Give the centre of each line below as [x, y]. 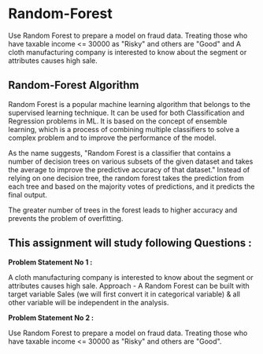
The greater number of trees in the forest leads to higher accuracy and [123, 210]
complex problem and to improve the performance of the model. [112, 138]
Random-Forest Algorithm [74, 85]
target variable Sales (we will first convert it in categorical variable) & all [124, 294]
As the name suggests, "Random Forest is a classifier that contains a [119, 153]
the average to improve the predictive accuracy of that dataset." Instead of [129, 169]
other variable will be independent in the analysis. [89, 302]
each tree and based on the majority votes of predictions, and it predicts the [131, 186]
